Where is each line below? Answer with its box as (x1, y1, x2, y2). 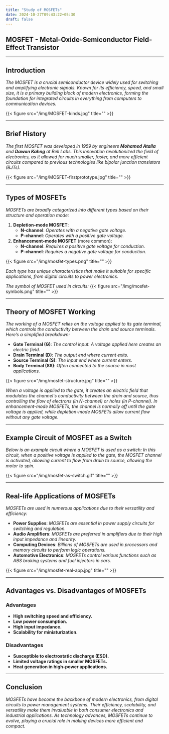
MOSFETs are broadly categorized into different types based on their (6, 206, 149, 213)
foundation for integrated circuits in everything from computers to (6, 95, 142, 101)
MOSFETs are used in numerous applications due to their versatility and (6, 505, 154, 511)
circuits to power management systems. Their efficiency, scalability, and (6, 701, 156, 707)
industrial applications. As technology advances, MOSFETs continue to (6, 712, 153, 718)
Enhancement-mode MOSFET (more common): (13, 238, 112, 244)
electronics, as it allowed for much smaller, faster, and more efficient (6, 154, 148, 160)
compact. (6, 723, 26, 729)
